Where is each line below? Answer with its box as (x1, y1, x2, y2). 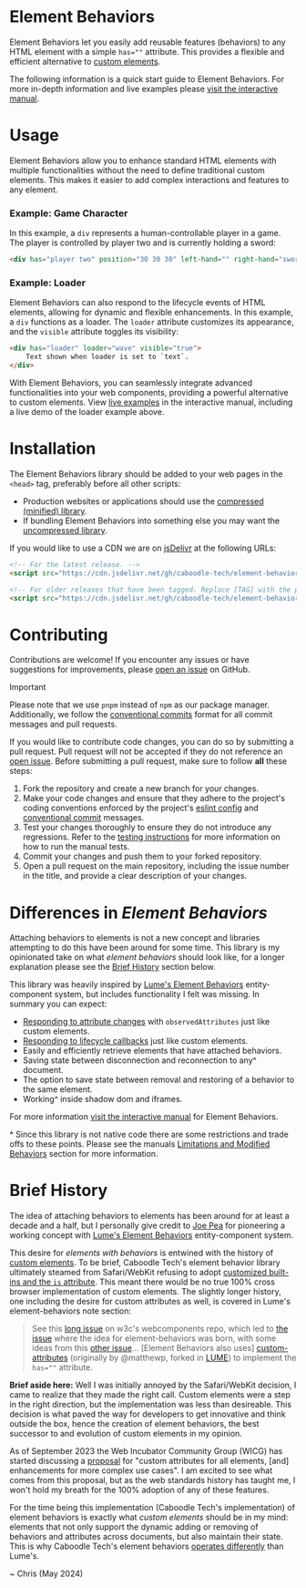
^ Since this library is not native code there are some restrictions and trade (9, 1129, 289, 1140)
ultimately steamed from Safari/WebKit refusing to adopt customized (9, 1267, 267, 1278)
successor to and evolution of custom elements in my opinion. (9, 1428, 243, 1439)
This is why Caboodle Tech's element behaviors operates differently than (9, 1541, 284, 1552)
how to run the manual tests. (22, 841, 130, 852)
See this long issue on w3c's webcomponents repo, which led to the (31, 1324, 289, 1335)
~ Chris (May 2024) (9, 1568, 84, 1579)
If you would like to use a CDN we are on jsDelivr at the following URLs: (9, 542, 276, 553)
